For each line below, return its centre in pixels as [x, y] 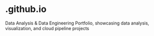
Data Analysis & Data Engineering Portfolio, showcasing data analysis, [77, 23]
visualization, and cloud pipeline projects [47, 28]
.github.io [26, 9]
